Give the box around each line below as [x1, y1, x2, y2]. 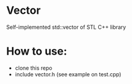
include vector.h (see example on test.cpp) [14, 70, 122, 78]
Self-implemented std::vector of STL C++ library [6, 23, 127, 31]
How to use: [6, 44, 68, 58]
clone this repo [14, 64, 52, 71]
